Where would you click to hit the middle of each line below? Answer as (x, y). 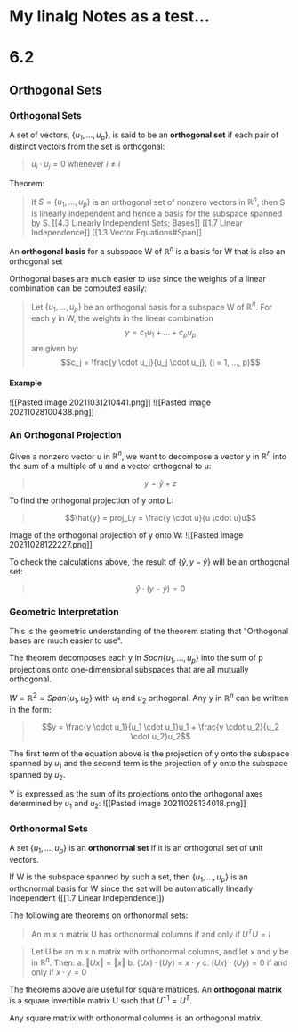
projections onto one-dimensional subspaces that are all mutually (129, 670)
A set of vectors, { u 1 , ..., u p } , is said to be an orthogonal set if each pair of (144, 136)
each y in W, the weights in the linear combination (122, 318)
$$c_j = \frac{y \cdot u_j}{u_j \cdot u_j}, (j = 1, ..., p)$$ (161, 362)
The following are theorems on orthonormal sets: (99, 915)
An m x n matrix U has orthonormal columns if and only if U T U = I (151, 933)
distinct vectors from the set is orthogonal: (87, 146)
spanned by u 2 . (37, 776)
